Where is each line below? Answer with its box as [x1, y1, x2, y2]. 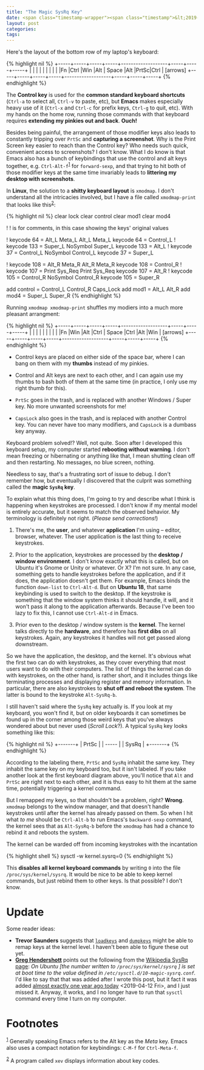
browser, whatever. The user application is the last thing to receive [15, 533, 182, 540]
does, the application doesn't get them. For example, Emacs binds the [15, 577, 190, 584]
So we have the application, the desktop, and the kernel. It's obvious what [6, 652, 191, 660]
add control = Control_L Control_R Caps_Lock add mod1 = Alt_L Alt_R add [6, 285, 191, 293]
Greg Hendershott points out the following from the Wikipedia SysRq [15, 956, 188, 963]
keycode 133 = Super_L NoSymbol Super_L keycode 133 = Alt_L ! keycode [6, 243, 192, 250]
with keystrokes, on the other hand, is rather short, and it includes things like [6, 672, 198, 679]
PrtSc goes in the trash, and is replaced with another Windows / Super [15, 396, 191, 404]
